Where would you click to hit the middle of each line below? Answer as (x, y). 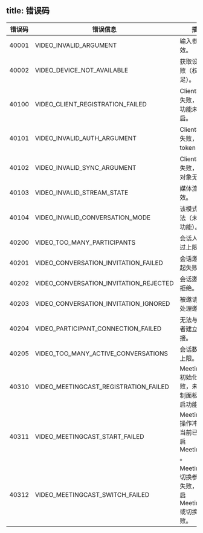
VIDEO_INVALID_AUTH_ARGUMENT (86, 138)
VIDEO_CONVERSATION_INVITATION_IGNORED (102, 303)
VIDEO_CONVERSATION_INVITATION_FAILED (99, 263)
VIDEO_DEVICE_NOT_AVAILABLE (82, 70)
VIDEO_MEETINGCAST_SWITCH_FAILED (92, 494)
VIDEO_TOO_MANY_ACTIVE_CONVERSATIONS (101, 354)
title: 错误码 (28, 11)
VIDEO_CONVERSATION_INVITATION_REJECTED (104, 283)
